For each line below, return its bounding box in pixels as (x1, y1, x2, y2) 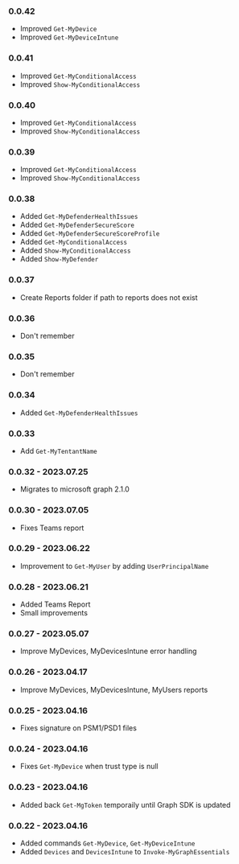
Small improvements (19, 608, 89, 618)
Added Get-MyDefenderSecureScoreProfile (19, 228, 160, 238)
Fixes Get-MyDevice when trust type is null (19, 762, 159, 771)
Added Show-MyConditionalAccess (19, 245, 131, 255)
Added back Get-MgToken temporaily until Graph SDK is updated (19, 800, 231, 809)
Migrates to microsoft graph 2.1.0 (19, 484, 130, 494)
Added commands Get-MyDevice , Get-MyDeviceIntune (19, 838, 196, 848)
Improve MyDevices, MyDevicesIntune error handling (19, 646, 197, 656)
